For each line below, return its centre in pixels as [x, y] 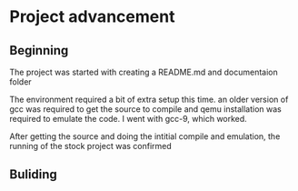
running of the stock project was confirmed [91, 146]
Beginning [39, 50]
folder [20, 82]
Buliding [33, 175]
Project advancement [92, 17]
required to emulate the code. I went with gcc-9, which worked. [128, 119]
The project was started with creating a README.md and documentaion [144, 72]
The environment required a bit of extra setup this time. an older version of [149, 99]
